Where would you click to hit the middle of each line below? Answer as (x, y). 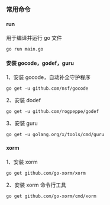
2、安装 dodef (24, 100)
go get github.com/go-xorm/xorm (46, 173)
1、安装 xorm (22, 162)
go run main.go (25, 49)
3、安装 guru (22, 124)
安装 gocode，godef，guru (40, 63)
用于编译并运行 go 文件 (34, 38)
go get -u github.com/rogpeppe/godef (53, 112)
